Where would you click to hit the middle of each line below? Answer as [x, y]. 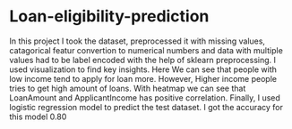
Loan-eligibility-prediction [109, 16]
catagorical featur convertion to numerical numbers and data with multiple [146, 50]
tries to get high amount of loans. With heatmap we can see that [128, 88]
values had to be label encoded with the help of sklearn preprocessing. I [142, 60]
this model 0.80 [38, 117]
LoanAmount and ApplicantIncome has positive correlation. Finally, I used [145, 97]
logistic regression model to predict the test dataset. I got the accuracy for [146, 107]
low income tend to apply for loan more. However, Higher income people [143, 78]
